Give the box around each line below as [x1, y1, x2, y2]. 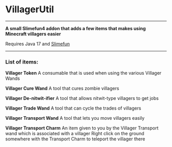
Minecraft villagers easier [5, 31, 61, 37]
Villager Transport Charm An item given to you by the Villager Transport [5, 125, 159, 131]
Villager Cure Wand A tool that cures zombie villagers [5, 86, 119, 92]
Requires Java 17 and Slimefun [5, 40, 70, 47]
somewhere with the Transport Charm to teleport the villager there [5, 136, 145, 142]
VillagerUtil [5, 4, 54, 15]
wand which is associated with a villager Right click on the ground [5, 131, 144, 137]
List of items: [5, 58, 38, 65]
